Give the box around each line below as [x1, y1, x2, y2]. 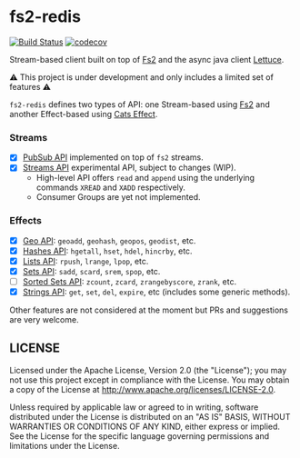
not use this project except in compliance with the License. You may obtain [9, 374, 290, 385]
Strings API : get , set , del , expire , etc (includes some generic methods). [22, 286, 291, 297]
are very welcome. [9, 314, 79, 325]
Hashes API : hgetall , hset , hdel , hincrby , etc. [22, 245, 193, 256]
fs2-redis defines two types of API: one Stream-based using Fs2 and [9, 98, 270, 110]
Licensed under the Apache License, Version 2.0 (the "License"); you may [9, 364, 287, 375]
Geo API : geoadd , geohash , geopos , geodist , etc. [22, 234, 196, 246]
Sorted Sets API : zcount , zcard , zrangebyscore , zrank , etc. [22, 275, 237, 287]
